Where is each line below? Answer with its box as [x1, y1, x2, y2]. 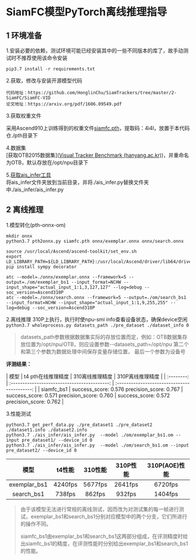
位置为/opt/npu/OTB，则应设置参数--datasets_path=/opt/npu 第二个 [25, 341, 190, 348]
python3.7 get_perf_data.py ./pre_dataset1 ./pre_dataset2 [6, 422, 153, 428]
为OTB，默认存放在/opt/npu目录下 [6, 159, 89, 166]
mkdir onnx [6, 233, 33, 239]
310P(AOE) [147, 461, 180, 469]
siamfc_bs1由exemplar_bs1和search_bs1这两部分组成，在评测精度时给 [20, 532, 188, 540]
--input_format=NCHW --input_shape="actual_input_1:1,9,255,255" [6, 300, 168, 305]
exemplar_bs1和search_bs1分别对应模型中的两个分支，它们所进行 [30, 513, 188, 520]
